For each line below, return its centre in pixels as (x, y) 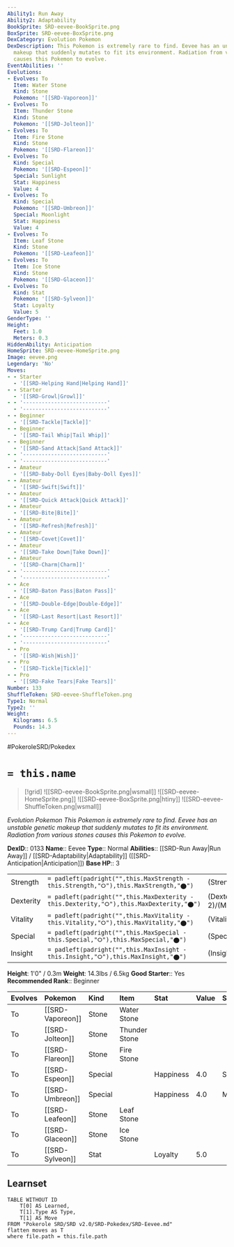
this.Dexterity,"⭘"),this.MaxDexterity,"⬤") (124, 904)
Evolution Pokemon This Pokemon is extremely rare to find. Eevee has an (112, 819)
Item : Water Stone (40, 85)
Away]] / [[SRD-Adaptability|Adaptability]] (67, 856)
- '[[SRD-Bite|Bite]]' (46, 513)
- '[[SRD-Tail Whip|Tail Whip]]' (62, 435)
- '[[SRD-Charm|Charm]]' (49, 565)
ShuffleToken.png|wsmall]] (63, 806)
